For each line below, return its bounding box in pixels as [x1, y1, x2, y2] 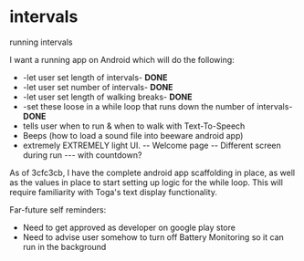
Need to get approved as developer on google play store [22, 222, 236, 233]
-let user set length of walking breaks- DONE [22, 91, 194, 102]
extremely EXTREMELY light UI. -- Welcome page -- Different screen [22, 140, 281, 151]
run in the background [22, 241, 107, 252]
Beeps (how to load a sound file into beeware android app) [22, 130, 244, 141]
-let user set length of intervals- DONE [22, 71, 168, 83]
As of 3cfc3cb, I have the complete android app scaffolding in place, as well [9, 167, 295, 178]
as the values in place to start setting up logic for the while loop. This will [9, 176, 283, 188]
